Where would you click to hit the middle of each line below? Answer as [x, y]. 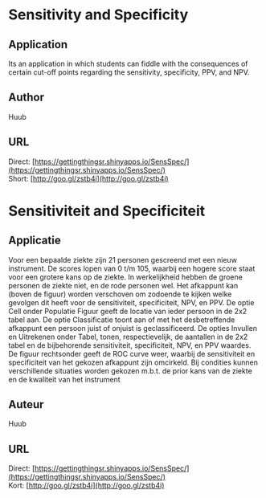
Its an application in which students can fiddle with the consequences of [128, 63]
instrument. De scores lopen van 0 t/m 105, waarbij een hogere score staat [132, 268]
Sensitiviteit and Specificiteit [107, 211]
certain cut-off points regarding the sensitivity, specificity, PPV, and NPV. [129, 72]
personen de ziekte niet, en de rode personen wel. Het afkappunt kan [123, 285]
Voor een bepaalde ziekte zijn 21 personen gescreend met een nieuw [123, 259]
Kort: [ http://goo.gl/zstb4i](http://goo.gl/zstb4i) [86, 486]
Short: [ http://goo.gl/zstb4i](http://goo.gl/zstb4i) [88, 178]
